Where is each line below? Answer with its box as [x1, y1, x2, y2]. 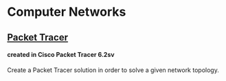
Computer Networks [7, 4, 126, 20]
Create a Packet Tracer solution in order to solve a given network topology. [7, 66, 220, 74]
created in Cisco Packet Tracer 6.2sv [7, 51, 115, 59]
